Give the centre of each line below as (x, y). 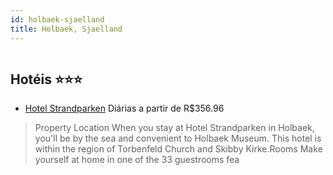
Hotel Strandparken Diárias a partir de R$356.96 (124, 108)
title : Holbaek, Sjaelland (66, 29)
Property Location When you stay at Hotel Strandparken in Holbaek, (174, 128)
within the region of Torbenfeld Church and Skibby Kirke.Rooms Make (178, 149)
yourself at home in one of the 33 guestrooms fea (137, 160)
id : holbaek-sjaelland (57, 19)
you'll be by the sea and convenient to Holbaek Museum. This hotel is (178, 138)
